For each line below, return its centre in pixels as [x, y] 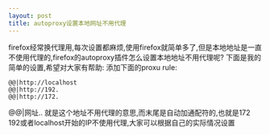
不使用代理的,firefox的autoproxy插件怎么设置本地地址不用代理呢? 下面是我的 [135, 57]
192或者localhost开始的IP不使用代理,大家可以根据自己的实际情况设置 [122, 122]
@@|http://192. [34, 89]
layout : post [30, 16]
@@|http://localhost [43, 82]
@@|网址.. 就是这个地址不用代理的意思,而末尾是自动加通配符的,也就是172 [129, 112]
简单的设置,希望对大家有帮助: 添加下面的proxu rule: [93, 67]
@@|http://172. [34, 96]
